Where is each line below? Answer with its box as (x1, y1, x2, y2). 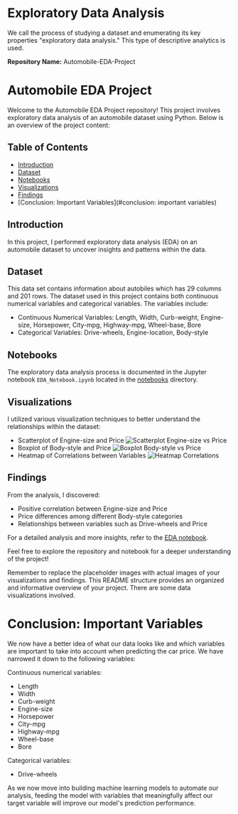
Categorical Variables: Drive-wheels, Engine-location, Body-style (17, 328, 209, 337)
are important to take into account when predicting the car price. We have (7, 646, 224, 655)
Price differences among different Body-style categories (17, 511, 183, 520)
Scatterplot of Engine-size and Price (17, 435, 124, 445)
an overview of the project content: (7, 121, 110, 129)
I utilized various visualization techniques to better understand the (7, 414, 201, 423)
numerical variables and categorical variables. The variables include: (7, 300, 209, 308)
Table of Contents (7, 141, 89, 153)
